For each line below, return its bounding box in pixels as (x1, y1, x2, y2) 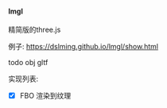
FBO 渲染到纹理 (19, 91, 72, 101)
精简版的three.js (8, 25, 61, 35)
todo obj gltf (8, 58, 49, 67)
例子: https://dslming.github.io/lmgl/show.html (8, 42, 159, 52)
